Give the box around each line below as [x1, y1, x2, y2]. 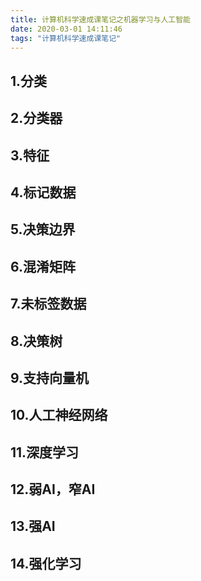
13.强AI [10, 518, 56, 535]
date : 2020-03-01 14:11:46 [10, 24, 123, 34]
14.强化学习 [10, 555, 82, 572]
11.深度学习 [10, 444, 80, 461]
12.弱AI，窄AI [10, 481, 96, 498]
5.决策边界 [10, 221, 76, 238]
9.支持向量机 [10, 369, 90, 386]
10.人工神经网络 [10, 407, 108, 424]
